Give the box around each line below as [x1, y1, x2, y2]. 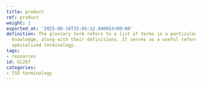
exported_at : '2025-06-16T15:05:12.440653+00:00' [6, 25, 133, 32]
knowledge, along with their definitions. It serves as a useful [11, 37, 179, 42]
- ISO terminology [6, 70, 52, 76]
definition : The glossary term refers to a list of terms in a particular [6, 31, 198, 37]
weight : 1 [6, 20, 31, 26]
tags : [6, 48, 20, 54]
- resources [6, 53, 36, 59]
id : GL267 [6, 59, 31, 65]
